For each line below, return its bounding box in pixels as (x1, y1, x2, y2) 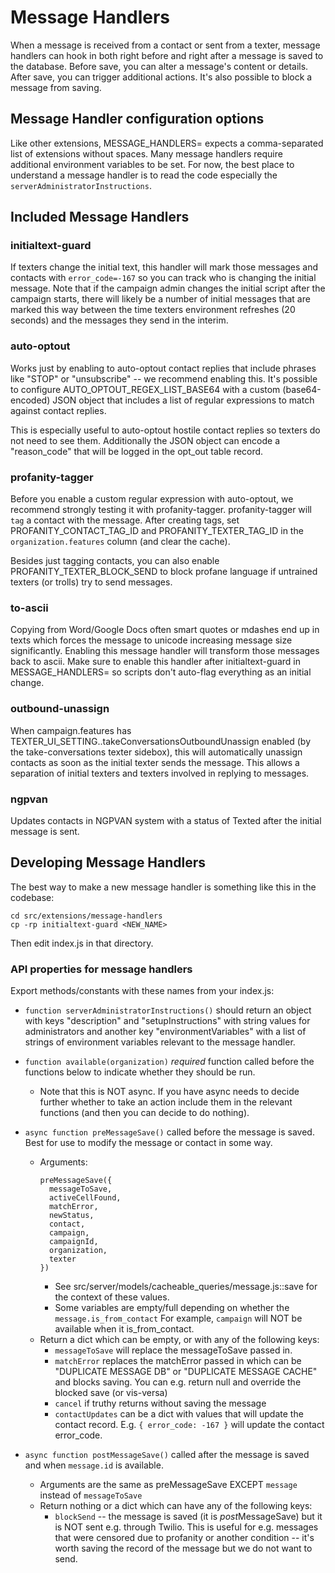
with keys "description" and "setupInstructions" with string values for (24, 1015, 311, 1027)
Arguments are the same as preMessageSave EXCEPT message (39, 1479, 298, 1491)
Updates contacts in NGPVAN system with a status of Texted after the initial (10, 814, 322, 826)
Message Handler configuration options (10, 111, 265, 128)
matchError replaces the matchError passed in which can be (54, 1355, 302, 1367)
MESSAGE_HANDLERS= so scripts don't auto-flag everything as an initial (10, 666, 312, 678)
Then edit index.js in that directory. (10, 937, 154, 949)
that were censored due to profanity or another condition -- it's (54, 1532, 315, 1544)
